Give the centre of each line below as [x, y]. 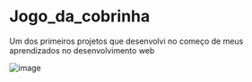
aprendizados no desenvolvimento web [82, 50]
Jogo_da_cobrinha [80, 16]
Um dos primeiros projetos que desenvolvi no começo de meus [126, 41]
